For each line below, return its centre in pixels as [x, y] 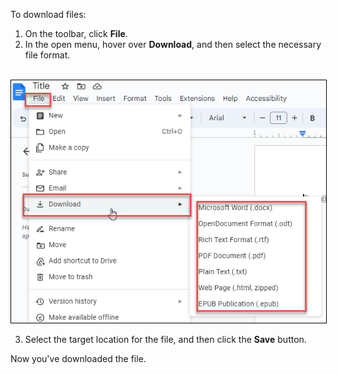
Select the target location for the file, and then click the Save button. [165, 339]
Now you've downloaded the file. [78, 358]
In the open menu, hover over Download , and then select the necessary [173, 44]
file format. [47, 55]
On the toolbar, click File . [76, 33]
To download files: [48, 14]
